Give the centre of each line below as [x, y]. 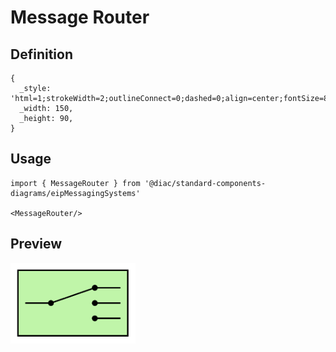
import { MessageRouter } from [75, 183]
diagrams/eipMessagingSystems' [75, 193]
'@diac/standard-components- [205, 183]
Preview [36, 244]
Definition [41, 54]
